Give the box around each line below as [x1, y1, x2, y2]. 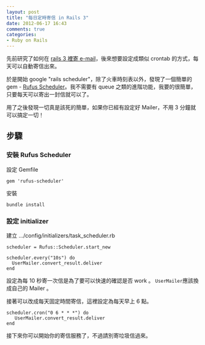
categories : [6, 32, 37, 38]
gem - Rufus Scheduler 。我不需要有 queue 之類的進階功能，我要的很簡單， [6, 83, 196, 90]
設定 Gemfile [6, 165, 39, 173]
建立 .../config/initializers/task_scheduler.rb [6, 231, 115, 239]
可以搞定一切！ [6, 111, 44, 118]
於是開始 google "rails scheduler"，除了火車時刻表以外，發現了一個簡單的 [6, 76, 193, 82]
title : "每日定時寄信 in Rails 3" [6, 15, 89, 21]
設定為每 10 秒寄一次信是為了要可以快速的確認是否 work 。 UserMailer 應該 [6, 277, 194, 284]
